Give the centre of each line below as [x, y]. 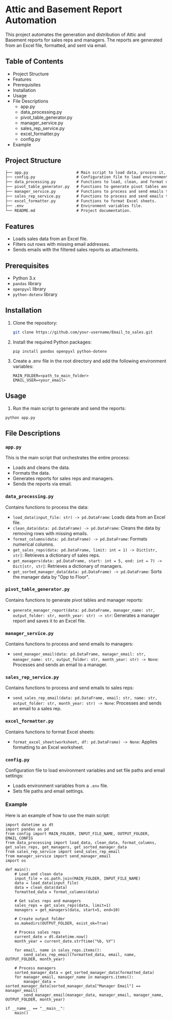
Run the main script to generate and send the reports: [69, 408]
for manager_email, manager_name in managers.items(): [74, 977]
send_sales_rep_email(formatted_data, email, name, [80, 955]
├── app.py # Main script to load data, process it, [86, 173]
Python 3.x [24, 278]
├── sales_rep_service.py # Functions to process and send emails [84, 196]
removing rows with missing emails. [50, 533]
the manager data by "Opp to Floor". [51, 577]
